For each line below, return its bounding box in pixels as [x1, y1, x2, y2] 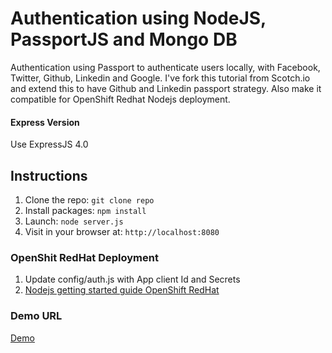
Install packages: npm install [24, 204, 147, 216]
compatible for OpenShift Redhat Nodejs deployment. [10, 93, 231, 105]
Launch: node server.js [24, 215, 124, 227]
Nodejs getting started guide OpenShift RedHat [24, 284, 220, 296]
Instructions [10, 167, 88, 184]
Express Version [10, 116, 80, 128]
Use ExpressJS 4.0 [10, 138, 89, 151]
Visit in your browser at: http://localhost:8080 [24, 225, 220, 237]
